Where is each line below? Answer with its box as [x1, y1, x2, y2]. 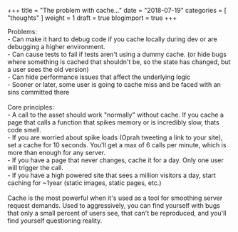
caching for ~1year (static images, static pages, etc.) [7, 179, 162, 187]
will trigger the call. [7, 164, 64, 172]
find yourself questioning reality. [7, 216, 103, 225]
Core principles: [7, 103, 55, 111]
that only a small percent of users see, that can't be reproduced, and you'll [7, 209, 227, 217]
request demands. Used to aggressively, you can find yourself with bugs [7, 201, 221, 209]
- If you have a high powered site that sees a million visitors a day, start [7, 171, 216, 179]
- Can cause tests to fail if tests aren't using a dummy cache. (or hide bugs [7, 50, 227, 58]
